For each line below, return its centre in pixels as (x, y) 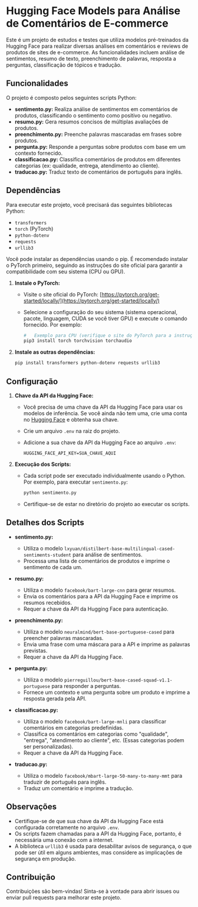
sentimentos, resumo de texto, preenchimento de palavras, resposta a (91, 58)
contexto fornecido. (39, 153)
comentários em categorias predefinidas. (73, 727)
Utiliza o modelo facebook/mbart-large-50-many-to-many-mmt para (103, 775)
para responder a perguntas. (86, 686)
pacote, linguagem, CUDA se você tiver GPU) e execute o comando (105, 318)
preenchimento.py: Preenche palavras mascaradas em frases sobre (98, 134)
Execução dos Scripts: (43, 464)
